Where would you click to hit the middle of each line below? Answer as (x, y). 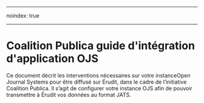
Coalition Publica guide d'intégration (101, 46)
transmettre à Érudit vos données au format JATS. (69, 95)
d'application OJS (53, 59)
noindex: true (23, 15)
